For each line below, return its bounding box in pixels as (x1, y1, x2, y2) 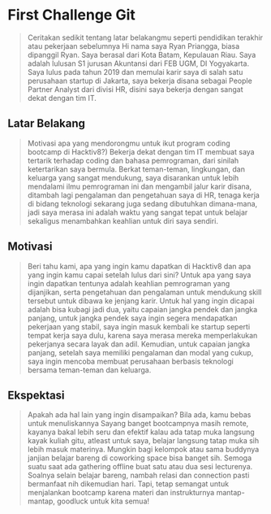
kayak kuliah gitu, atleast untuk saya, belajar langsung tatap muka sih (27, 436, 260, 446)
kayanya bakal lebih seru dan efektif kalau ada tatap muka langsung (27, 427, 255, 437)
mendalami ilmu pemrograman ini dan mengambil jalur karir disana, (27, 181, 252, 191)
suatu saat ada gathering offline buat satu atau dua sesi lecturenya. (27, 462, 253, 472)
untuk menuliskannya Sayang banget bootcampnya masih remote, (27, 419, 249, 429)
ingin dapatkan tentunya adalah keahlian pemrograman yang (27, 278, 230, 288)
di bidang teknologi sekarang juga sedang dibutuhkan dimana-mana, (27, 198, 258, 208)
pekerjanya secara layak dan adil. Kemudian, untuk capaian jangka (27, 339, 251, 349)
